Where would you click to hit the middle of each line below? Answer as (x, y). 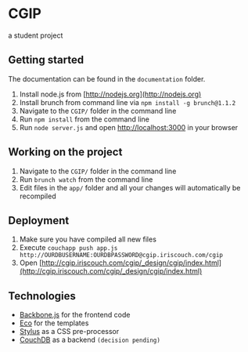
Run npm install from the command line (84, 119)
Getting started (46, 60)
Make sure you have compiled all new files (88, 239)
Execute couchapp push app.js (68, 248)
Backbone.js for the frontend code (75, 315)
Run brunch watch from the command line (86, 179)
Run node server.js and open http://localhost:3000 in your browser (129, 127)
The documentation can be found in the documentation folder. (107, 78)
